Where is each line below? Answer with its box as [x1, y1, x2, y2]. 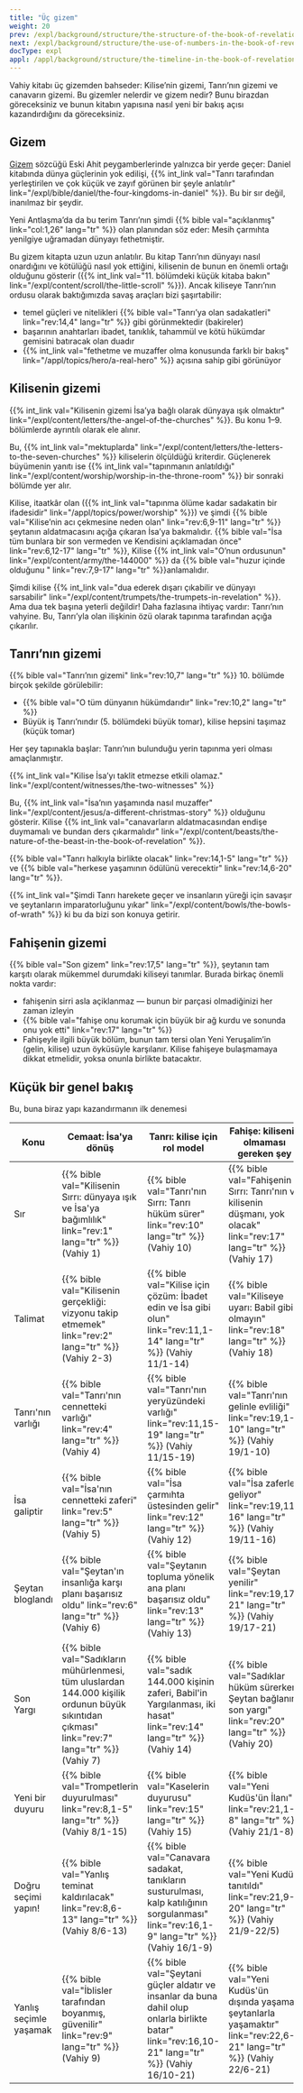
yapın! [14, 1902, 41, 1914]
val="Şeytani [147, 1968, 202, 1980]
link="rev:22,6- [228, 2030, 296, 2043]
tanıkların [147, 1874, 187, 1886]
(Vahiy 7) [61, 1755, 101, 1767]
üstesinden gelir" [147, 1500, 219, 1512]
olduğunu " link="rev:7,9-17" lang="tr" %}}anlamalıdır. [9, 565, 209, 575]
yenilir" [228, 1576, 259, 1589]
